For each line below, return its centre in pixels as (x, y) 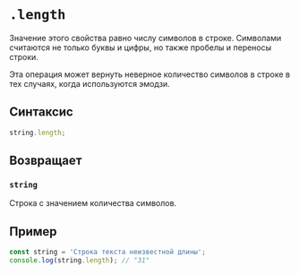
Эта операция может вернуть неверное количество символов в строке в (150, 74)
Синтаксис (41, 112)
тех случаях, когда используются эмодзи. (90, 83)
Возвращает (46, 161)
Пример (33, 231)
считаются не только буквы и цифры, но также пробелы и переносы (141, 47)
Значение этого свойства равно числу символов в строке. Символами (145, 38)
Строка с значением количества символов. (93, 203)
